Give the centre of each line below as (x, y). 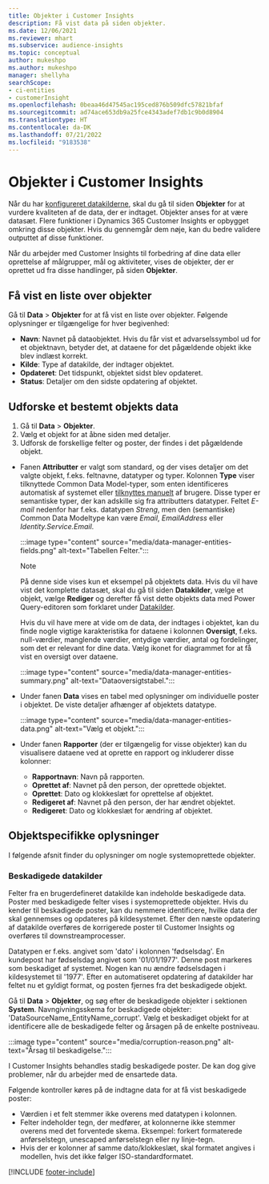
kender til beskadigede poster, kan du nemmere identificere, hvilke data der (133, 910)
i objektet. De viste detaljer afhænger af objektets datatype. (118, 704)
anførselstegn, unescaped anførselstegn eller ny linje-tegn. (117, 1140)
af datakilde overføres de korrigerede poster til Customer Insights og (121, 927)
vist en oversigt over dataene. (69, 656)
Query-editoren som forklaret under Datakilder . (97, 607)
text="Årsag (28, 1050)
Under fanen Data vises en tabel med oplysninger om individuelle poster (139, 696)
